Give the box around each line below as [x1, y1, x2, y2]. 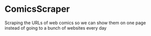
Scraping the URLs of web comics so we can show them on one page [4, 20, 146, 26]
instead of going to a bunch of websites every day [4, 25, 107, 31]
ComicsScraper [4, 3, 70, 15]
